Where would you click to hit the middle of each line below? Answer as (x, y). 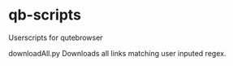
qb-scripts (45, 15)
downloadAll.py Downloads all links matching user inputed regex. (117, 53)
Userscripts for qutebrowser (56, 37)
